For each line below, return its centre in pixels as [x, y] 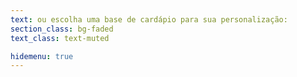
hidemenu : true [42, 56]
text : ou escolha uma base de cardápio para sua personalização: [149, 19]
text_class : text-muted [60, 38]
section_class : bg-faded [62, 29]
